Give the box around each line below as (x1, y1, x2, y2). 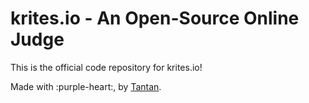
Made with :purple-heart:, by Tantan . (10, 80, 162, 92)
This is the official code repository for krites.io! (10, 61, 203, 73)
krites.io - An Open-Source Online (10, 7, 300, 30)
